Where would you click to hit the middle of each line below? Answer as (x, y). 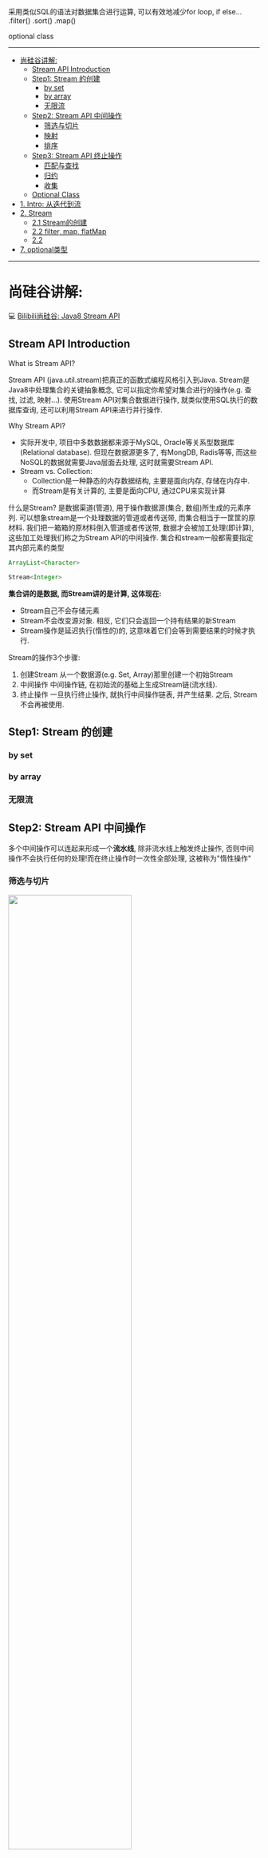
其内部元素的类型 (36, 547)
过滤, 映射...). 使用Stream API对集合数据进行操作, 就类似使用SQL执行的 (135, 400)
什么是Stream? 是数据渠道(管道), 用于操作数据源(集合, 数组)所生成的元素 (126, 507)
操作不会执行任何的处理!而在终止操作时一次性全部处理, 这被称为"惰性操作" (130, 858)
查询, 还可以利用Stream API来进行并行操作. (93, 409)
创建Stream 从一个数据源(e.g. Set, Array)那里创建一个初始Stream (126, 674)
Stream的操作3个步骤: (44, 657)
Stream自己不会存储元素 (59, 611)
